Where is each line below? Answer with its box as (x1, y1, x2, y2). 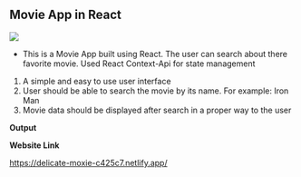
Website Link (9, 140, 60, 151)
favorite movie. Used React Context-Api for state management (22, 58, 256, 69)
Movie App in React (9, 7, 122, 23)
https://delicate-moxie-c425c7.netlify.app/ (9, 157, 168, 168)
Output (9, 122, 37, 133)
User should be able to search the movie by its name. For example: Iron (22, 85, 289, 96)
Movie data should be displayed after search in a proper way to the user (22, 104, 292, 115)
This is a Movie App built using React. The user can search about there (22, 48, 288, 59)
